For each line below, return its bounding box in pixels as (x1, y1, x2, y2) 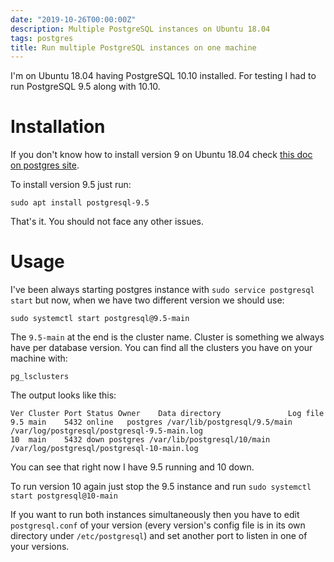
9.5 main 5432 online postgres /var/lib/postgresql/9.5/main (10, 417, 293, 428)
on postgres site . (10, 159, 80, 171)
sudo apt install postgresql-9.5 (10, 198, 150, 208)
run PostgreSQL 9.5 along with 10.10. (10, 81, 161, 93)
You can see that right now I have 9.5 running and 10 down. (10, 461, 255, 473)
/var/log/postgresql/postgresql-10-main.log (10, 444, 199, 454)
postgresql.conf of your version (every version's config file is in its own (10, 519, 306, 531)
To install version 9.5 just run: (10, 179, 132, 191)
